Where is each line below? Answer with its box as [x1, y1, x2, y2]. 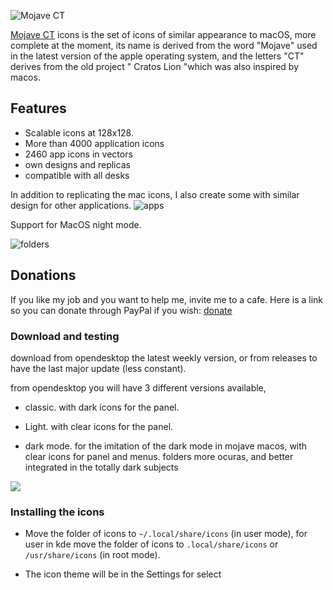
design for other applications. [10, 199, 132, 211]
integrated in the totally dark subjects [24, 461, 179, 473]
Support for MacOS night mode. [10, 218, 142, 230]
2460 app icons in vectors [24, 148, 133, 160]
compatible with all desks [24, 169, 130, 181]
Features [10, 100, 67, 117]
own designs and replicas [24, 158, 131, 170]
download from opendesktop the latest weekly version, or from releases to [10, 351, 318, 364]
